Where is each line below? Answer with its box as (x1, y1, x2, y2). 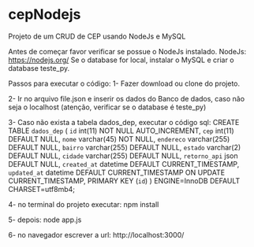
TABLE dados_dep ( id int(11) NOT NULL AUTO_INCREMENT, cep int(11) (8, 126, 234, 135)
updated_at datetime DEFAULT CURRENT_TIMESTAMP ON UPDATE (8, 168, 226, 177)
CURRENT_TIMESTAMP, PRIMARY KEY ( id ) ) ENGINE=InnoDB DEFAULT (8, 175, 241, 186)
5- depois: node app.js (8, 215, 82, 224)
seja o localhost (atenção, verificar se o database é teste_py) (8, 102, 207, 112)
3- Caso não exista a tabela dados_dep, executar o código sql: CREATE (8, 117, 240, 127)
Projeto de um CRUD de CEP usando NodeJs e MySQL (8, 31, 186, 41)
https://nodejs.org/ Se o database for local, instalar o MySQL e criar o (8, 55, 234, 65)
